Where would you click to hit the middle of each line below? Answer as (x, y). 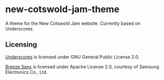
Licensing (21, 45)
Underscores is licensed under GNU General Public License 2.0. (72, 57)
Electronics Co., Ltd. (26, 72)
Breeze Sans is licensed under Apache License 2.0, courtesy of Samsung (82, 66)
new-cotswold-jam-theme (62, 9)
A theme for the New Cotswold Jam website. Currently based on (73, 23)
